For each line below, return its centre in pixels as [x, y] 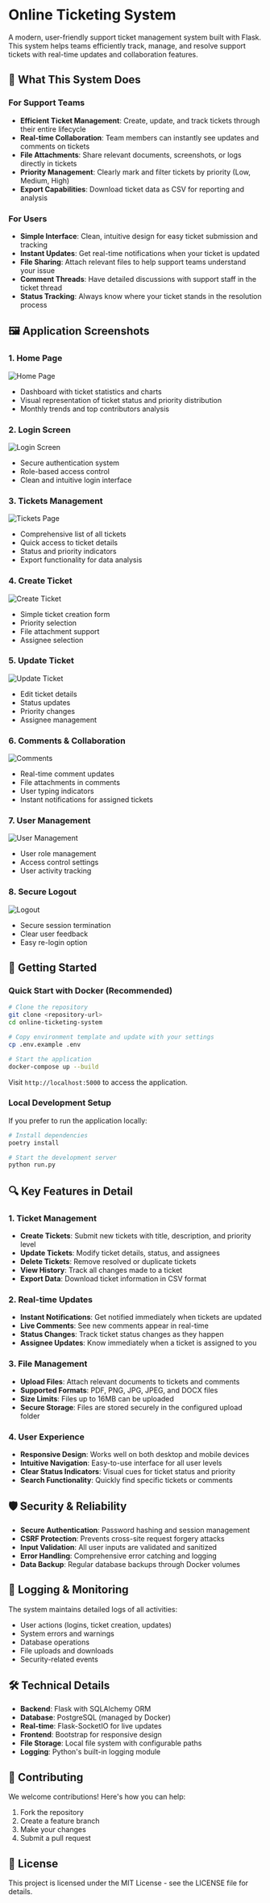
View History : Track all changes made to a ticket [101, 1270]
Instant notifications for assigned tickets [86, 800]
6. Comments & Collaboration [67, 741]
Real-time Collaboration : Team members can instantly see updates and [139, 137]
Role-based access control [65, 471]
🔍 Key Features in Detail [71, 1191]
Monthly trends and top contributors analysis [94, 409]
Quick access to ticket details [69, 543]
